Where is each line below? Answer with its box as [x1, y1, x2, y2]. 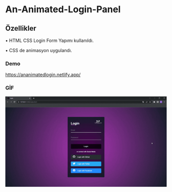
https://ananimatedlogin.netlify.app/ [5, 71, 81, 78]
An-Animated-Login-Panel [5, 4, 121, 15]
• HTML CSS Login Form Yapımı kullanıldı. [5, 37, 94, 43]
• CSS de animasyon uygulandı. [5, 47, 73, 53]
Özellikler [5, 24, 37, 33]
